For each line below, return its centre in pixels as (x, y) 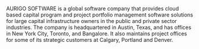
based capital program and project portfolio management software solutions (100, 15)
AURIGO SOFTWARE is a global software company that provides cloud (93, 9)
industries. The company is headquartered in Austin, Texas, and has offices (99, 27)
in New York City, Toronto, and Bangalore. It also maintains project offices (97, 34)
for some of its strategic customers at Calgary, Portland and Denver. (90, 40)
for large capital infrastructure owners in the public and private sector (91, 21)
